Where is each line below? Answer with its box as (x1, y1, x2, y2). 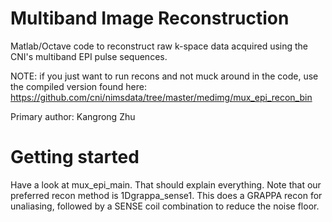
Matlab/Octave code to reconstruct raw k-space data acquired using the (10, 40, 309, 52)
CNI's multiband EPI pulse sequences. (10, 50, 168, 62)
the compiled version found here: (10, 80, 147, 92)
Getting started (10, 146, 140, 169)
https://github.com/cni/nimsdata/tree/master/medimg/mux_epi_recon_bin (10, 91, 313, 103)
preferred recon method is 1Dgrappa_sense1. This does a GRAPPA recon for (10, 189, 323, 201)
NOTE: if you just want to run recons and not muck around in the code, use (10, 70, 319, 82)
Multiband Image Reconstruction (10, 7, 290, 30)
